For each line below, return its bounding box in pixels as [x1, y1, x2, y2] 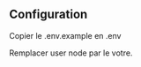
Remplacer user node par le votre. [9, 48, 133, 58]
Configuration [9, 7, 88, 22]
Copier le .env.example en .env [9, 30, 122, 41]
